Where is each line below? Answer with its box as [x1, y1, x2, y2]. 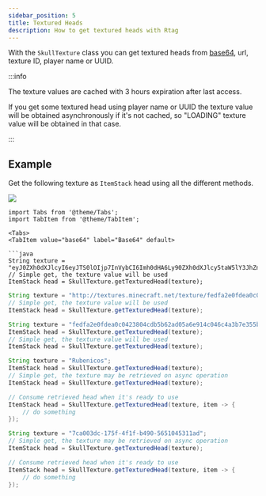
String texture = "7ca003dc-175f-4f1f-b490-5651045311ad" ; [8, 430, 207, 437]
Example [8, 157, 52, 171]
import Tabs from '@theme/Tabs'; [8, 209, 119, 217]
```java [8, 250, 34, 258]
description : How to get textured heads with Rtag [8, 26, 179, 34]
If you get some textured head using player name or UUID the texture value [8, 102, 253, 112]
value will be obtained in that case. [8, 119, 121, 129]
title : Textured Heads [8, 19, 83, 27]
